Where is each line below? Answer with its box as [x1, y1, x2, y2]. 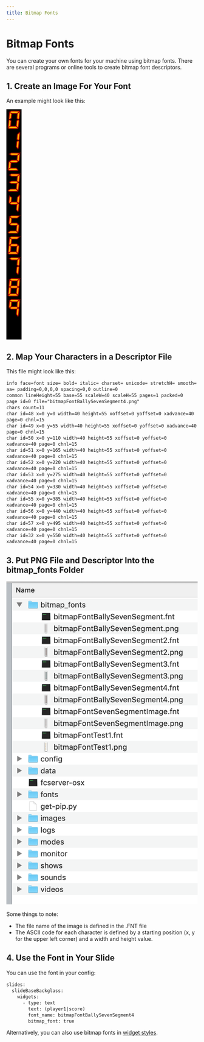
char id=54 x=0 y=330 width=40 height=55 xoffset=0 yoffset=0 [6, 484, 167, 490]
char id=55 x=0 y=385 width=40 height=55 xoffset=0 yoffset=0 [6, 496, 167, 502]
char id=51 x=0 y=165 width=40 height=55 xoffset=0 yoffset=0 [6, 448, 167, 454]
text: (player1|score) [28, 1005, 86, 1012]
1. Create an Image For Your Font [6, 81, 132, 91]
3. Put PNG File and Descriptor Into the [6, 555, 155, 566]
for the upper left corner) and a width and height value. [15, 935, 153, 942]
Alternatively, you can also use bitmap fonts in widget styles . [6, 1029, 158, 1036]
